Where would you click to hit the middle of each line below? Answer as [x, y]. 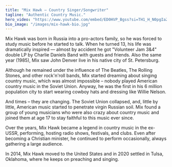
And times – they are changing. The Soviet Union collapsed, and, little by [82, 102]
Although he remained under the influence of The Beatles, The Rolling [79, 70]
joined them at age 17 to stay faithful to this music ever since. [70, 118]
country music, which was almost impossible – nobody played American [81, 81]
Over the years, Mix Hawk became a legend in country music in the [76, 128]
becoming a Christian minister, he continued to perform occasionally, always [86, 138]
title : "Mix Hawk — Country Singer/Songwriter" [57, 10]
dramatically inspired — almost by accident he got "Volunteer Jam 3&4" [81, 49]
